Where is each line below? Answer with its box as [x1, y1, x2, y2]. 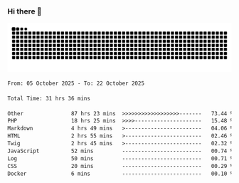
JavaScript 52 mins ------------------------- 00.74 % [7, 147, 234, 155]
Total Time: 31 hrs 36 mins [7, 95, 91, 102]
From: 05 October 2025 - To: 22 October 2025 [7, 80, 144, 88]
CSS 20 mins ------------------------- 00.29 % [7, 162, 234, 169]
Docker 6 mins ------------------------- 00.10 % [7, 170, 234, 177]
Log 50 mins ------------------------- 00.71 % [7, 155, 234, 162]
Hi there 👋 [7, 6, 43, 16]
